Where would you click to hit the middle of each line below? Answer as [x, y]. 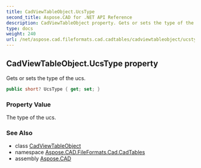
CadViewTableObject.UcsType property [82, 64]
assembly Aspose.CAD [43, 158]
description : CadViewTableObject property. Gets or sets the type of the [100, 23]
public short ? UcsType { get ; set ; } [53, 89]
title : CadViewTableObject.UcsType [51, 12]
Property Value [29, 104]
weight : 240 [21, 34]
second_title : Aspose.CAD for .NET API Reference [69, 17]
